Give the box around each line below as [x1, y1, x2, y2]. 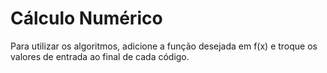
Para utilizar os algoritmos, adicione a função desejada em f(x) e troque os [10, 40, 318, 52]
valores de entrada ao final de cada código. [10, 50, 190, 62]
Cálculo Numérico [10, 7, 163, 30]
